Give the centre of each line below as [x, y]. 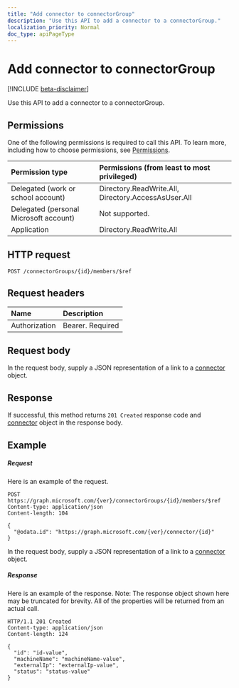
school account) [38, 197]
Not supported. [124, 213]
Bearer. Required [91, 325]
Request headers [46, 293]
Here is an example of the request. [58, 481]
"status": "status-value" [52, 672]
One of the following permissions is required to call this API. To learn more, [117, 142]
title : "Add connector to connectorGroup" [71, 14]
